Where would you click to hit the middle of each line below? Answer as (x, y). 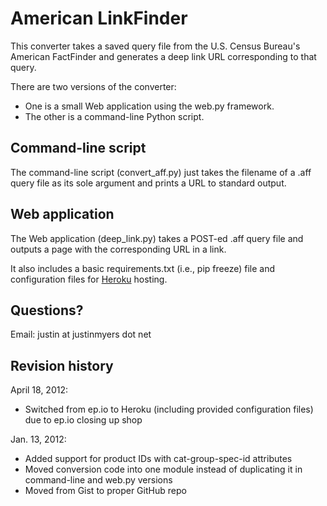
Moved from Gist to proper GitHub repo (105, 491)
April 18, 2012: (39, 390)
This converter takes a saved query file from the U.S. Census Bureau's (155, 46)
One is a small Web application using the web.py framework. (149, 106)
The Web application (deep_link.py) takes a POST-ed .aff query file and (157, 238)
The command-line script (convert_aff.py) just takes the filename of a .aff (161, 172)
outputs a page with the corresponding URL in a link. (118, 249)
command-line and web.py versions (98, 480)
